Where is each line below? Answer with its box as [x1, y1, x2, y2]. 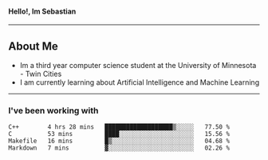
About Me [8, 39, 58, 53]
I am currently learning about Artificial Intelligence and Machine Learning [19, 78, 260, 87]
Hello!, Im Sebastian [8, 6, 77, 16]
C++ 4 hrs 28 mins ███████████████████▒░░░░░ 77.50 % [8, 123, 230, 131]
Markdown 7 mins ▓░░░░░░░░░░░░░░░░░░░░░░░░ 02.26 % [8, 144, 230, 152]
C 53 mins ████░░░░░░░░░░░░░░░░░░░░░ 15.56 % [8, 130, 230, 138]
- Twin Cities [19, 69, 62, 79]
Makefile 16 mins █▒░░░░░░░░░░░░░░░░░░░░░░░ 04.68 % [8, 137, 230, 146]
